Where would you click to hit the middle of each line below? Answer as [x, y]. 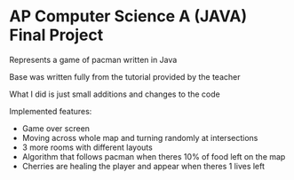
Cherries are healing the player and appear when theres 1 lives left [143, 166]
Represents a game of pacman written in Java [93, 59]
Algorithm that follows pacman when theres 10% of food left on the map [154, 156]
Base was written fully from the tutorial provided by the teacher [125, 76]
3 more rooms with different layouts [87, 147]
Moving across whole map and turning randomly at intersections [140, 137]
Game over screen [56, 128]
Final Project [56, 35]
